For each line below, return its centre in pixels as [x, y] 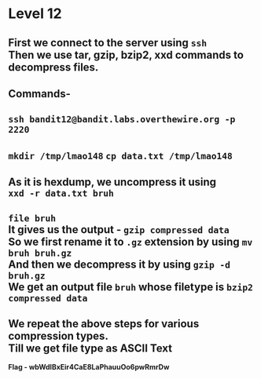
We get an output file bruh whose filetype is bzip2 [131, 287]
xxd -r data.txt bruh [61, 193]
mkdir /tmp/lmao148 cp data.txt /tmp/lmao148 [121, 156]
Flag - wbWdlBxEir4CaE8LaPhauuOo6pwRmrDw [89, 367]
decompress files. [53, 67]
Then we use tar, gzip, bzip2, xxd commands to [126, 55]
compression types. [58, 335]
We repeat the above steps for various [104, 324]
